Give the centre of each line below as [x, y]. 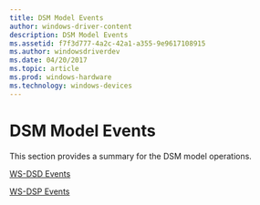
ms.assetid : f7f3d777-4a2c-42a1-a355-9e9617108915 [108, 43]
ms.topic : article [44, 69]
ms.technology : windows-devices [71, 86]
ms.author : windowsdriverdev [65, 52]
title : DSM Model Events [57, 18]
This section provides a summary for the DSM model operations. [131, 156]
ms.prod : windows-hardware [61, 77]
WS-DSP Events [40, 191]
